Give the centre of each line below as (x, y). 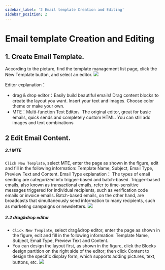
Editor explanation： (26, 85)
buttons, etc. (25, 262)
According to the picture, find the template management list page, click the (81, 68)
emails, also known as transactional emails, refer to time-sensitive (72, 185)
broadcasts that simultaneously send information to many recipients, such (80, 201)
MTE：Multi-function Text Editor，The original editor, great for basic (82, 112)
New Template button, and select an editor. (49, 74)
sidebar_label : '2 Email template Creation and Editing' (65, 10)
